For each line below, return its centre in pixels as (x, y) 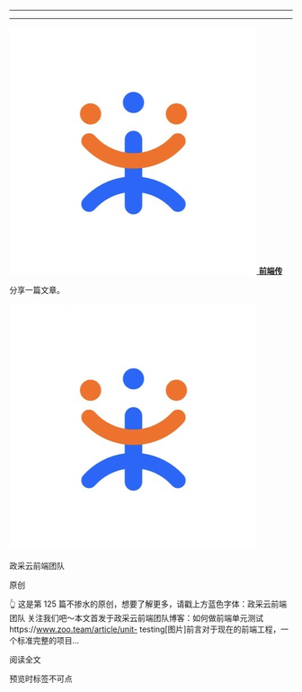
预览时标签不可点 (41, 679)
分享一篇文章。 (37, 290)
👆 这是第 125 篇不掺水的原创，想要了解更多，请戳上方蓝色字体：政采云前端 (148, 604)
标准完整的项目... (48, 640)
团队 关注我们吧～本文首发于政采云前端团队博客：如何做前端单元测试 (136, 618)
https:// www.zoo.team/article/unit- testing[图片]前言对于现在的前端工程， (145, 629)
